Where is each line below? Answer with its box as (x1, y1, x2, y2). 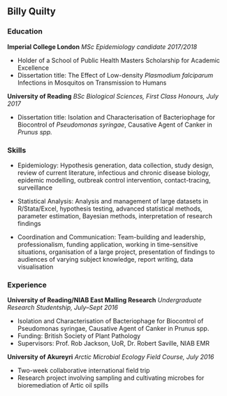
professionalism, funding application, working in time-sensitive (17, 240, 198, 248)
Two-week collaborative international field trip (17, 367, 150, 375)
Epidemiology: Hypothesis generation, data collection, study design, (17, 161, 214, 169)
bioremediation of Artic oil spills (17, 381, 109, 390)
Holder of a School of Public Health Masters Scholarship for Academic (17, 56, 220, 64)
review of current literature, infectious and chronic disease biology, (17, 168, 211, 177)
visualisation (17, 262, 54, 271)
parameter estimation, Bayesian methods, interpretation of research (17, 211, 213, 220)
